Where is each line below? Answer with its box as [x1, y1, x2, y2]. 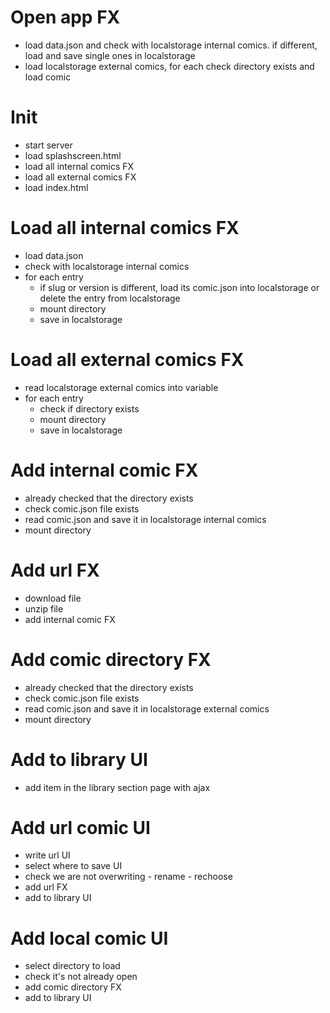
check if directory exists [39, 402, 140, 415]
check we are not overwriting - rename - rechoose [24, 871, 233, 883]
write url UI [24, 849, 71, 861]
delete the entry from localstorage [39, 292, 181, 304]
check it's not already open [24, 971, 138, 983]
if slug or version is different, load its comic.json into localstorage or [39, 281, 320, 293]
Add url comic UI [10, 816, 151, 839]
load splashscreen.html [24, 149, 122, 161]
